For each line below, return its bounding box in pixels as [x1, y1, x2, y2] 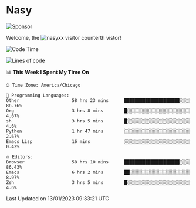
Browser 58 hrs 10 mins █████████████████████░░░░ [6, 159, 191, 165]
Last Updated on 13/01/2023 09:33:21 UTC [6, 195, 110, 202]
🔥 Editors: [6, 154, 33, 160]
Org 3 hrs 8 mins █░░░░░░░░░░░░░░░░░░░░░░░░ [6, 108, 191, 114]
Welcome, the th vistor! [6, 34, 121, 41]
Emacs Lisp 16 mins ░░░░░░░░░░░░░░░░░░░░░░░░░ [6, 138, 191, 144]
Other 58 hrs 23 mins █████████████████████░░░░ [6, 97, 191, 103]
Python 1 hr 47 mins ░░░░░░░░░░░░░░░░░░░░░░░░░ [6, 128, 191, 134]
